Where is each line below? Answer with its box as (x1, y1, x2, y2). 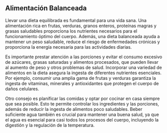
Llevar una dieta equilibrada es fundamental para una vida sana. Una (5, 17, 146, 23)
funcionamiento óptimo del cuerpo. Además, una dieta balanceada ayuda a (5, 33, 160, 39)
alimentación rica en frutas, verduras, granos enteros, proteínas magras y (5, 23, 156, 29)
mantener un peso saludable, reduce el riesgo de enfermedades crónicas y (5, 39, 160, 45)
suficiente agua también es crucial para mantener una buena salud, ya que (5, 111, 159, 117)
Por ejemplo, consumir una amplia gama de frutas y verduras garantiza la (5, 75, 156, 81)
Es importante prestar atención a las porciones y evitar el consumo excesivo (5, 54, 162, 60)
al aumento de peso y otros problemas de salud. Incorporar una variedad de (5, 64, 162, 70)
